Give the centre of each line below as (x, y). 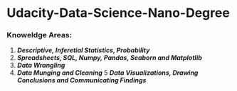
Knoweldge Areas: (39, 35)
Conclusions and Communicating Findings (81, 80)
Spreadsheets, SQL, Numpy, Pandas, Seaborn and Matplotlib (109, 58)
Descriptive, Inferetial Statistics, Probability (83, 50)
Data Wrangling (41, 66)
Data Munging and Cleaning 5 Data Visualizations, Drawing (107, 73)
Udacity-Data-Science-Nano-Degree (118, 13)
